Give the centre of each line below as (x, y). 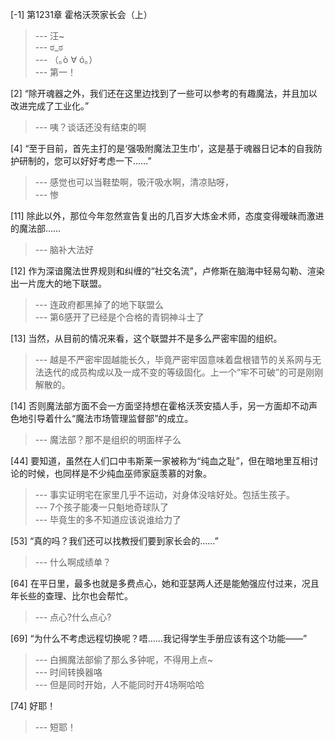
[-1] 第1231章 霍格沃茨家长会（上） (81, 14)
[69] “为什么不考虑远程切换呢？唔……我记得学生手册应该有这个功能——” (159, 638)
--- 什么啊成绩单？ (73, 562)
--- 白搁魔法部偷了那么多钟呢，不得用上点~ (124, 659)
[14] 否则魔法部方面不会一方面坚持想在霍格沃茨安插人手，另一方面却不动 (159, 406)
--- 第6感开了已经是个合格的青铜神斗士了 (119, 317)
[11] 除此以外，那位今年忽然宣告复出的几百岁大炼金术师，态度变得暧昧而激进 (167, 216)
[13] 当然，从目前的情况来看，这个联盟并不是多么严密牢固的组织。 (146, 338)
